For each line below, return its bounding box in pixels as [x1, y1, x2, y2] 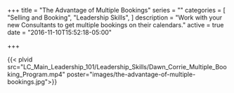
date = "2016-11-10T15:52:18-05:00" [7, 28, 112, 36]
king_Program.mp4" [7, 70, 65, 78]
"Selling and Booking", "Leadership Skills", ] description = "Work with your [7, 13, 223, 22]
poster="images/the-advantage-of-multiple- [66, 70, 196, 78]
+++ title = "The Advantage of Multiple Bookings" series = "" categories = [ [7, 6, 226, 14]
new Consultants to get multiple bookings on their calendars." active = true [7, 21, 224, 29]
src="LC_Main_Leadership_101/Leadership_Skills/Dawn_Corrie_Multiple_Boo [7, 63, 227, 71]
